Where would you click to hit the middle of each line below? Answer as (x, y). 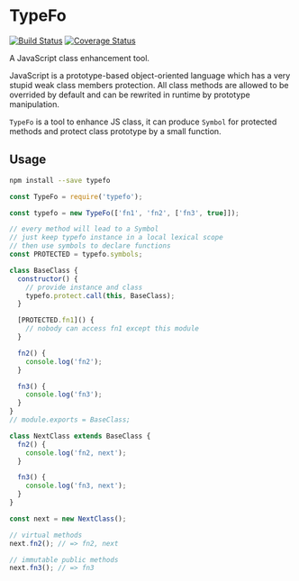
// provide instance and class (84, 287)
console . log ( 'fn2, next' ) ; (76, 453)
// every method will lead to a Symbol (84, 229)
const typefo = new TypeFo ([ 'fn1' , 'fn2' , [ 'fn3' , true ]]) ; (125, 213)
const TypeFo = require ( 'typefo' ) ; (76, 196)
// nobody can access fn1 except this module (113, 329)
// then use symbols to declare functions (90, 246)
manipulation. (35, 104)
